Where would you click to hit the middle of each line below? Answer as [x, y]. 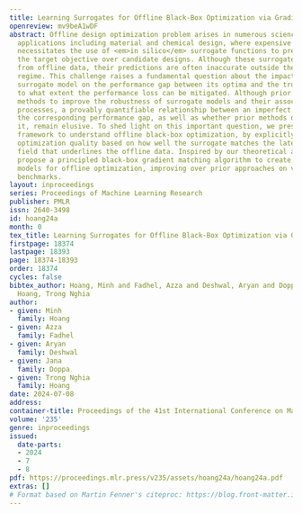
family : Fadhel [46, 336]
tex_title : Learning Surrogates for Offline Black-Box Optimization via [148, 235]
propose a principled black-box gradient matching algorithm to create [155, 160]
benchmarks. [40, 176]
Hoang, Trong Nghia [54, 293]
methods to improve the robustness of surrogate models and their [144, 101]
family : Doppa [44, 369]
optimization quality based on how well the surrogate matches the [147, 143]
